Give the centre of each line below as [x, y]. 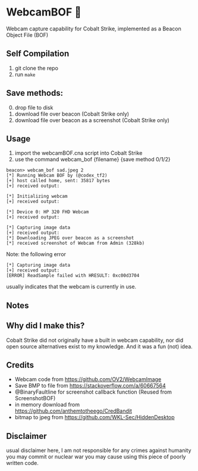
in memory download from [47, 405]
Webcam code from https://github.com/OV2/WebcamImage [88, 379]
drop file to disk [34, 107]
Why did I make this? [45, 326]
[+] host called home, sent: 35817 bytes [58, 181]
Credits [20, 365]
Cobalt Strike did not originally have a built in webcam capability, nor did [95, 340]
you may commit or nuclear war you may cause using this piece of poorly [96, 457]
